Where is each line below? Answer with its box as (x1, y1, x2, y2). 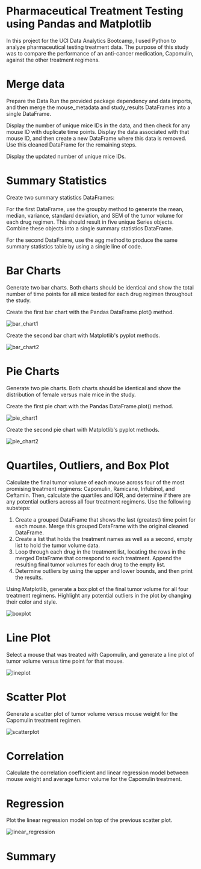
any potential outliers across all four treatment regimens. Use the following (6, 498, 191, 505)
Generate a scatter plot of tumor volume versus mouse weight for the (6, 710, 178, 717)
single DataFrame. (6, 110, 52, 117)
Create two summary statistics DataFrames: (6, 194, 115, 201)
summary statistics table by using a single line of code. (6, 242, 143, 250)
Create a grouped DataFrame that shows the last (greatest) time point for (14, 516, 196, 523)
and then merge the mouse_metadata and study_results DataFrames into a (6, 104, 191, 111)
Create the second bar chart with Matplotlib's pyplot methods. (6, 332, 161, 339)
